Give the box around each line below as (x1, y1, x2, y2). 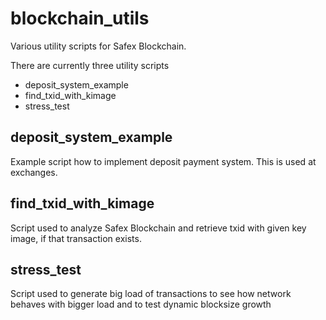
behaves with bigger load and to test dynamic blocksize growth (10, 298, 272, 311)
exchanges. (10, 166, 58, 178)
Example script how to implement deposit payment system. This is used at (10, 155, 317, 167)
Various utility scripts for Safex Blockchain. (10, 40, 187, 52)
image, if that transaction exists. (10, 232, 142, 244)
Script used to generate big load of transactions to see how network (10, 288, 292, 300)
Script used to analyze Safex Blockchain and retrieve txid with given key (10, 222, 307, 234)
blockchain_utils (10, 7, 150, 30)
